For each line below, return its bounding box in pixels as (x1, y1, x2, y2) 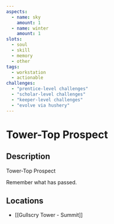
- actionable (11, 75, 44, 81)
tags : (6, 63, 19, 70)
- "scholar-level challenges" (11, 91, 86, 97)
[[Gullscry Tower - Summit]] (14, 212, 83, 219)
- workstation (11, 69, 46, 75)
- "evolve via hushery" (11, 102, 70, 108)
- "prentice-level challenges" (11, 86, 89, 92)
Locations (6, 196, 44, 206)
